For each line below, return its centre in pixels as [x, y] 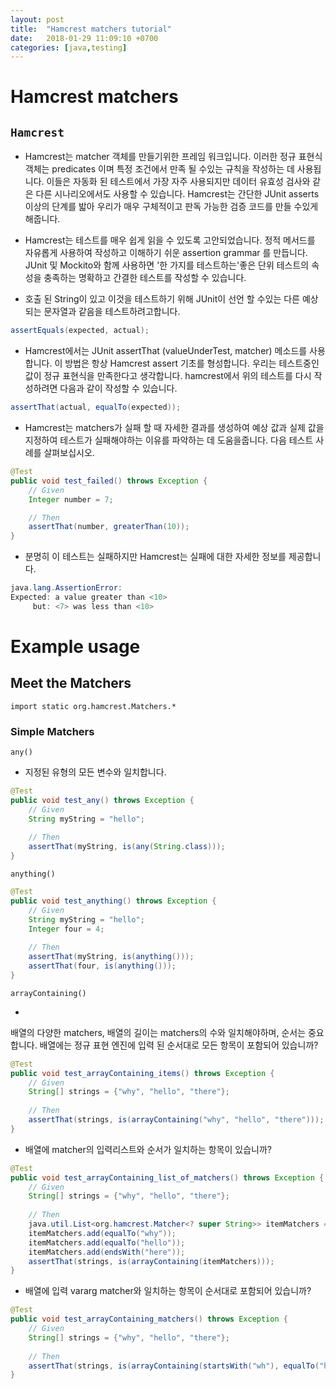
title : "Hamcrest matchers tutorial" [91, 29]
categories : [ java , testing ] [69, 47]
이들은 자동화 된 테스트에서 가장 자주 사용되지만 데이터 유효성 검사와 [178, 182]
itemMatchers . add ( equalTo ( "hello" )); [107, 1242]
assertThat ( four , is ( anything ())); [102, 966]
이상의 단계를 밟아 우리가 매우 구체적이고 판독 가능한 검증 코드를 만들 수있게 [171, 207]
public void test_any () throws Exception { [102, 800]
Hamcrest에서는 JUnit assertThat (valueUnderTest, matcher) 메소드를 [166, 351]
